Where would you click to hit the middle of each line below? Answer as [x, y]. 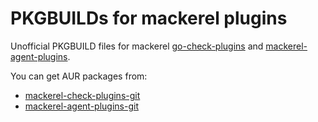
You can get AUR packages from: [79, 76]
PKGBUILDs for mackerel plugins [149, 18]
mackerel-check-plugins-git [82, 95]
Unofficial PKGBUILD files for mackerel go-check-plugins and [137, 46]
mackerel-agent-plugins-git [81, 106]
